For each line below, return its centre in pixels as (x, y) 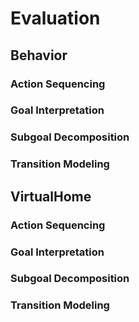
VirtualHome (51, 196)
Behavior (39, 55)
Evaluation (55, 18)
